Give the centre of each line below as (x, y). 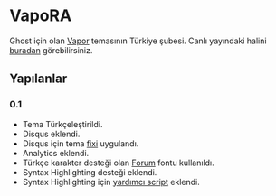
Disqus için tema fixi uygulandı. (81, 143)
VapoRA (41, 16)
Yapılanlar (38, 79)
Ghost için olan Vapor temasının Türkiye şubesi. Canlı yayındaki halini (138, 41)
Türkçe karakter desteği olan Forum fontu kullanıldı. (118, 163)
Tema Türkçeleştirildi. (62, 124)
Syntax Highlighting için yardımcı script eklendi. (111, 182)
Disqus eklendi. (51, 134)
